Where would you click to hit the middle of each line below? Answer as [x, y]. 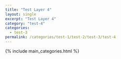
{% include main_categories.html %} [42, 51]
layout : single [21, 14]
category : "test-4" [25, 23]
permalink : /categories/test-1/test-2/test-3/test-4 [60, 37]
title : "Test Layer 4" [28, 10]
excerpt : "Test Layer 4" [31, 19]
